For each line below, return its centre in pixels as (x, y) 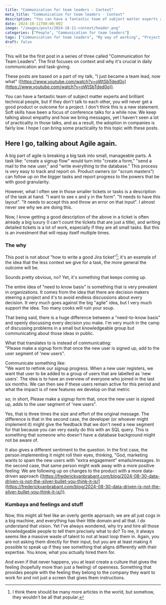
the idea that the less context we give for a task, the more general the (76, 262)
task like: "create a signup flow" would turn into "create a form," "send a (79, 161)
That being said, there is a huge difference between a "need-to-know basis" (83, 317)
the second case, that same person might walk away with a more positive (80, 465)
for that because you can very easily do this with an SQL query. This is (77, 430)
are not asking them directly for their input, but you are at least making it (79, 542)
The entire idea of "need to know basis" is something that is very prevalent (81, 287)
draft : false (19, 42)
